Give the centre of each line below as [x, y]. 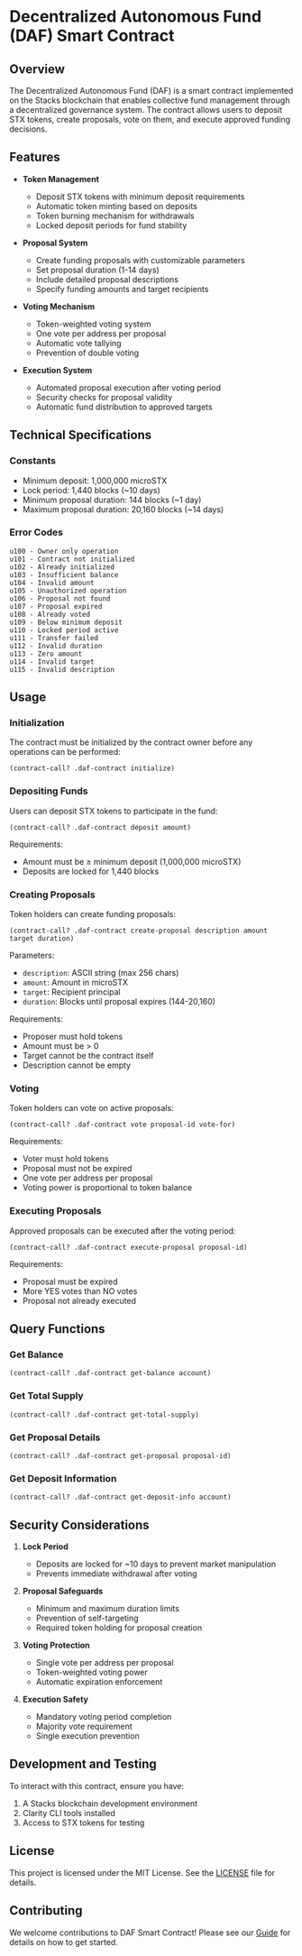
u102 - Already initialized [62, 567]
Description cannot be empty [77, 1065]
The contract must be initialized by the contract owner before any [131, 742]
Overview [37, 69]
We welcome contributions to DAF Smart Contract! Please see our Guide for [150, 1933]
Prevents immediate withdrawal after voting [116, 1574]
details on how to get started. [64, 1942]
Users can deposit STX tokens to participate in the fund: [114, 811]
